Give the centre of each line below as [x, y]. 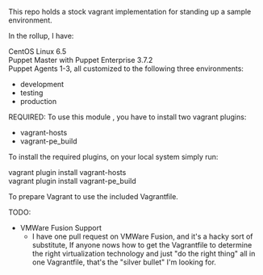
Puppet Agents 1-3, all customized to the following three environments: [126, 69]
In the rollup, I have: [41, 36]
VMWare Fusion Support [61, 228]
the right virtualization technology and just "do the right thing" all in [144, 254]
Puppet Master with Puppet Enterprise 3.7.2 [81, 60]
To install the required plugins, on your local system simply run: [113, 157]
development [42, 84]
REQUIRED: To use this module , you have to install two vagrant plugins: [127, 117]
